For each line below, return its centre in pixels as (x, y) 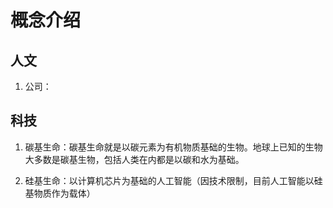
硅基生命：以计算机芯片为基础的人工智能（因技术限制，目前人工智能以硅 (173, 180)
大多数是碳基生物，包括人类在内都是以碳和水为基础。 (134, 159)
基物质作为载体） (60, 193)
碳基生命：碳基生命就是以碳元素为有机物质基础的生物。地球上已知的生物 (173, 147)
